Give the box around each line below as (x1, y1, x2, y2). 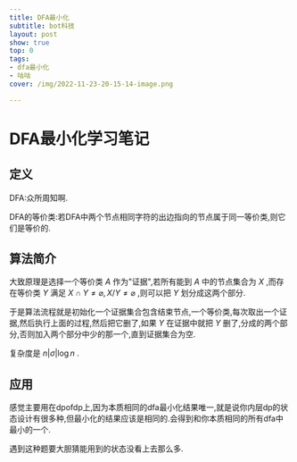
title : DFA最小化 (9, 13, 70, 22)
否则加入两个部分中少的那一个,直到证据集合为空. (19, 329, 196, 340)
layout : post (9, 29, 58, 38)
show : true (9, 38, 50, 47)
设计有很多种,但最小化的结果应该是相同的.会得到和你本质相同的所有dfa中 (16, 413, 284, 424)
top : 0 (9, 46, 34, 55)
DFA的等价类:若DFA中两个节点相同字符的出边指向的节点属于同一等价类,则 (9, 211, 278, 222)
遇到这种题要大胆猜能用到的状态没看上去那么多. (9, 443, 185, 454)
